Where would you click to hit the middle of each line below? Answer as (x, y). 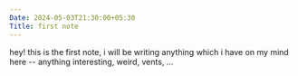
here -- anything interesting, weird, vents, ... (91, 62)
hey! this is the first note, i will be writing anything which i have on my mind (149, 52)
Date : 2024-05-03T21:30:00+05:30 (72, 18)
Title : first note (44, 26)
